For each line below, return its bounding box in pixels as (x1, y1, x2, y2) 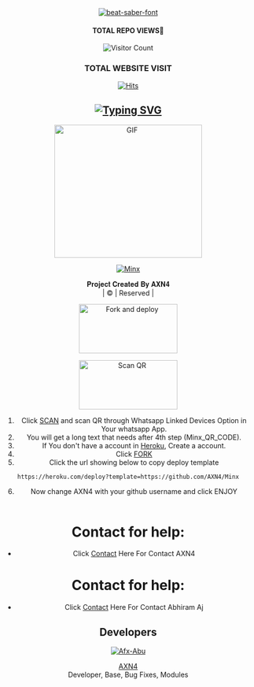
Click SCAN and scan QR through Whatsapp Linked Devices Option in (21, 416, 247, 425)
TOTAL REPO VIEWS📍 (92, 25, 164, 35)
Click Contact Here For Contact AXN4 (72, 549, 196, 559)
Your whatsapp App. (101, 425, 167, 434)
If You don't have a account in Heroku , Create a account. (42, 441, 226, 451)
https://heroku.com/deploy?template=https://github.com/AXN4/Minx (17, 473, 240, 481)
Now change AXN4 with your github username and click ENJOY (30, 487, 237, 496)
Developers (99, 626, 157, 639)
